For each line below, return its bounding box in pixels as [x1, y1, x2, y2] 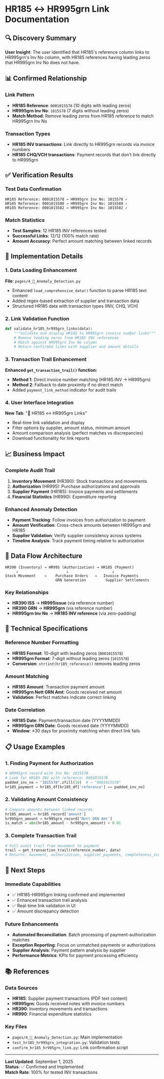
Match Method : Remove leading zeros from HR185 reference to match [12, 113, 154, 119]
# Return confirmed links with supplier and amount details [14, 344, 139, 350]
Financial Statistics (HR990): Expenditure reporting [12, 494, 117, 499]
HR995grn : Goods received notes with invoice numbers [12, 1000, 125, 1006]
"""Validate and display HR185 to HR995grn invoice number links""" [14, 331, 156, 335]
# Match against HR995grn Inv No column [14, 340, 97, 345]
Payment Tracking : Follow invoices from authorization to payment [12, 517, 145, 523]
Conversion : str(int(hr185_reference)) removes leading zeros [12, 661, 141, 666]
